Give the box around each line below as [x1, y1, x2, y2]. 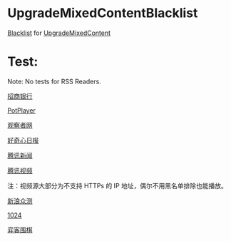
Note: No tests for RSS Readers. [7, 77, 101, 86]
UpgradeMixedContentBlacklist [7, 5, 198, 21]
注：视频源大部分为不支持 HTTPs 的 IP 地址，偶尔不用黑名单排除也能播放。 [7, 181, 228, 190]
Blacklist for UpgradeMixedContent [7, 29, 111, 37]
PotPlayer [7, 106, 36, 115]
